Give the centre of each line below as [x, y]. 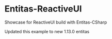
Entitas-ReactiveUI [43, 9]
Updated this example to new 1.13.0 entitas [47, 31]
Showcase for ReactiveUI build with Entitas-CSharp [56, 22]
